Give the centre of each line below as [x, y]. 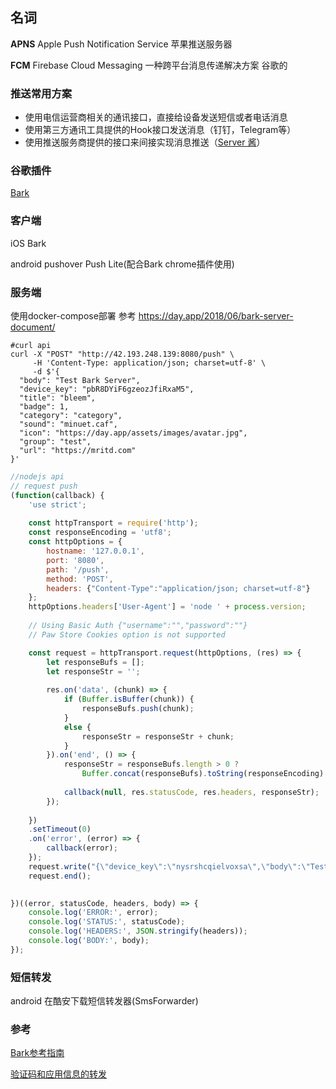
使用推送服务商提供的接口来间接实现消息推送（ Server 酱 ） [145, 142]
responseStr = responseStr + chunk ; [158, 736]
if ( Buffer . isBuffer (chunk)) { [129, 699]
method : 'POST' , [80, 579]
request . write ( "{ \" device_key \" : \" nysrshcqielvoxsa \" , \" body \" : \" [169, 866]
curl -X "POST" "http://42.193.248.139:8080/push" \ [122, 354]
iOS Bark [28, 243]
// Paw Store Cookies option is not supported [127, 634]
